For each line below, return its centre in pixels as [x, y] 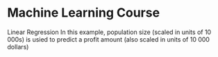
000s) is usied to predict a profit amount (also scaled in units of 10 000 [109, 39]
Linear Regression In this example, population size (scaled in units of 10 [109, 32]
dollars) [18, 47]
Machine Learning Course [84, 13]
